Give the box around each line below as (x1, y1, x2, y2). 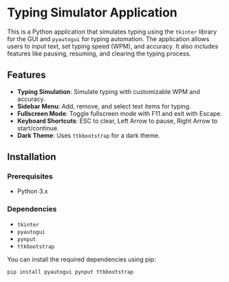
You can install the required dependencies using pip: (7, 255, 156, 263)
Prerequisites (7, 172, 53, 181)
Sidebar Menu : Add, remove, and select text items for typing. (17, 102, 191, 110)
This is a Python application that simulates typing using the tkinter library (7, 27, 217, 36)
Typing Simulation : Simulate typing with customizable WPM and (17, 87, 201, 95)
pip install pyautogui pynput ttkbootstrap (7, 268, 134, 275)
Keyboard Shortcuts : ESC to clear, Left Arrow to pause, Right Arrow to (17, 117, 218, 125)
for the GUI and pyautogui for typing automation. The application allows (7, 34, 210, 43)
